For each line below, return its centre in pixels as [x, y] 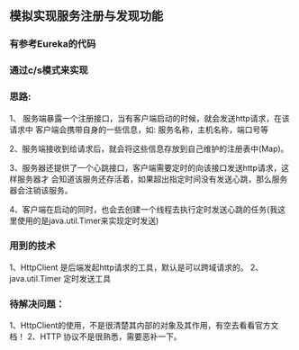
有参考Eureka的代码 [53, 44]
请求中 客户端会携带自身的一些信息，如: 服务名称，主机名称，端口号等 [139, 130]
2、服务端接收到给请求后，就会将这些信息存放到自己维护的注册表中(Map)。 [149, 148]
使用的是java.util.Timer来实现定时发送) [88, 220]
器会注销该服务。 [41, 190]
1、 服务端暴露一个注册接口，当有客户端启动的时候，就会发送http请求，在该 [149, 118]
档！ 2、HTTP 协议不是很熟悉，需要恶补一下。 [95, 337]
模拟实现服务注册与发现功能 [86, 16]
